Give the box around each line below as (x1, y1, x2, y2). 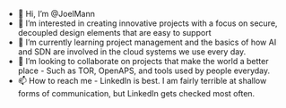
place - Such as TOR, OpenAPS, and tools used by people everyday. (17, 65, 271, 76)
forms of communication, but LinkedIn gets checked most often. (17, 88, 256, 98)
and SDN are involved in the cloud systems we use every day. (17, 46, 247, 57)
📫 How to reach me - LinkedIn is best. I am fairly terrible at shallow (17, 76, 267, 86)
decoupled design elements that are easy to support (17, 28, 212, 37)
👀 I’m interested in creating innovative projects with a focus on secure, (17, 18, 278, 29)
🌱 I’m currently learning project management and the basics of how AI (17, 37, 277, 47)
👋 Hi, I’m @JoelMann (17, 9, 96, 19)
